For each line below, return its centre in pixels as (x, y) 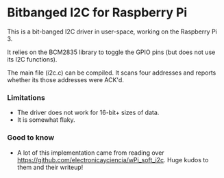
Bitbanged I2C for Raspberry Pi (97, 13)
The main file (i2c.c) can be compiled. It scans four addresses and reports (112, 73)
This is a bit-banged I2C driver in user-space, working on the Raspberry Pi (112, 31)
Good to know (31, 138)
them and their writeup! (50, 167)
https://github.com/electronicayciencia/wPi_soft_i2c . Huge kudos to (113, 160)
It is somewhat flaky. (46, 120)
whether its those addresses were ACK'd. (66, 79)
